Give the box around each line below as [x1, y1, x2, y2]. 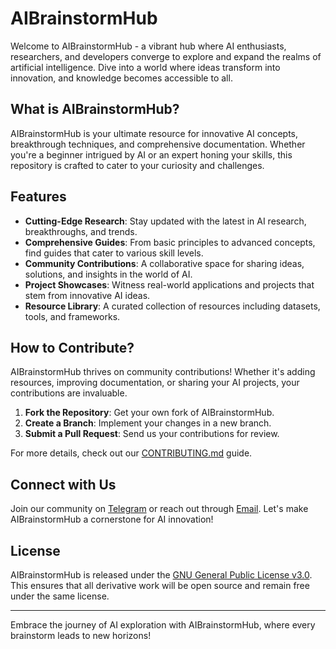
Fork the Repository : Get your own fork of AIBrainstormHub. [24, 407, 275, 419]
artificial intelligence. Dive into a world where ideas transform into [10, 61, 281, 73]
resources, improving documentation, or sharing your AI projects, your [10, 377, 300, 389]
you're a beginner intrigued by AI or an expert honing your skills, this [10, 148, 293, 161]
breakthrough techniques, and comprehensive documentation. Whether [10, 138, 306, 150]
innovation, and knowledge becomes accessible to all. [10, 72, 233, 84]
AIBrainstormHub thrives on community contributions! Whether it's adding [10, 366, 316, 378]
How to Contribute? [10, 339, 135, 356]
